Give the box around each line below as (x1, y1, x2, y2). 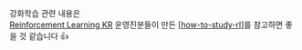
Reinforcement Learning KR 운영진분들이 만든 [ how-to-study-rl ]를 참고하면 (9, 19, 284, 30)
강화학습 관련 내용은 (9, 8, 80, 18)
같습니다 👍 (28, 31, 69, 41)
